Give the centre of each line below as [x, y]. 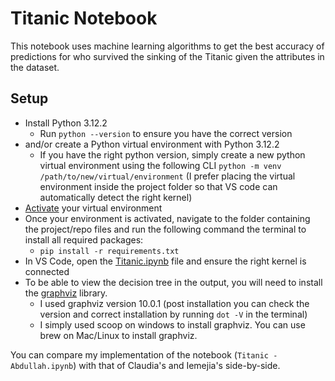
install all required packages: [84, 239]
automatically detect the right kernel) [116, 197]
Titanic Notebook [84, 18]
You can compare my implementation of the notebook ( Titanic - [144, 354]
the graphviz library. [66, 293]
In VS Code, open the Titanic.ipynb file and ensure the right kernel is [165, 261]
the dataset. [35, 67]
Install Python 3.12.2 [66, 123]
